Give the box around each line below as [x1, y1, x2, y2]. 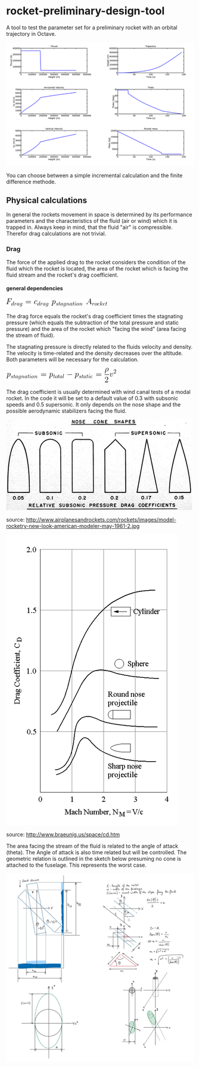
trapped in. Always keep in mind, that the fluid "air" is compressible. [6, 224, 173, 231]
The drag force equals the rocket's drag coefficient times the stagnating [6, 312, 184, 320]
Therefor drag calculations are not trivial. [6, 230, 107, 237]
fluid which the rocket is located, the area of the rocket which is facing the [6, 265, 189, 272]
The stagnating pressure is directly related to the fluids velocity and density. [6, 343, 193, 350]
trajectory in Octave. [6, 30, 57, 37]
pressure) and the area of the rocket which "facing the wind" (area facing [6, 325, 186, 332]
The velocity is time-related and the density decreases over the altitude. [6, 349, 184, 356]
